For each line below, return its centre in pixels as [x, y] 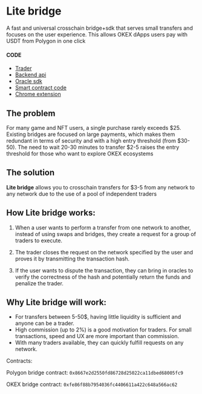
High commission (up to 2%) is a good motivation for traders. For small [103, 330]
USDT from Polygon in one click [46, 41]
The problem [31, 113]
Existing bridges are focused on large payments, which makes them [91, 134]
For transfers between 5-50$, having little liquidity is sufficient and [98, 317]
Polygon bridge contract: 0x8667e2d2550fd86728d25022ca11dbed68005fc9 [95, 373]
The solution [31, 173]
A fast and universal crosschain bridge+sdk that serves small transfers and [100, 28]
